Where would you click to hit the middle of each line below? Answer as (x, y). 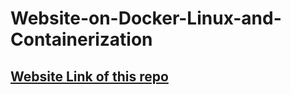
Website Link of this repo (89, 76)
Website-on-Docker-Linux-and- (146, 18)
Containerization (81, 39)
